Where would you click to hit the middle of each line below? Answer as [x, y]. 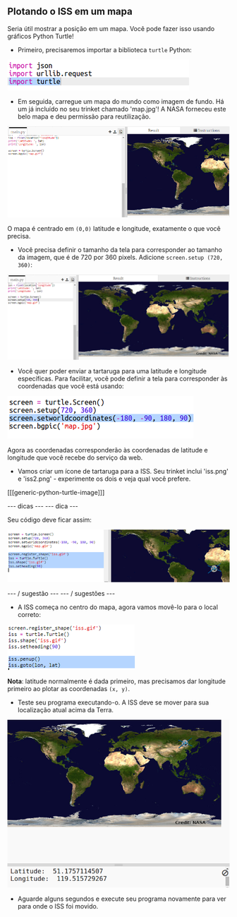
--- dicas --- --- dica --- [43, 506]
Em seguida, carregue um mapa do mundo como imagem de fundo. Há [121, 101]
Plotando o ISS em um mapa [70, 12]
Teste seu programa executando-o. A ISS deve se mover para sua [113, 702]
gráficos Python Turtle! [41, 36]
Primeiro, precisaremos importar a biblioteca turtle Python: [104, 49]
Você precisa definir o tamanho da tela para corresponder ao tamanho [120, 249]
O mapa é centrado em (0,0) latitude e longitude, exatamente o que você [114, 228]
